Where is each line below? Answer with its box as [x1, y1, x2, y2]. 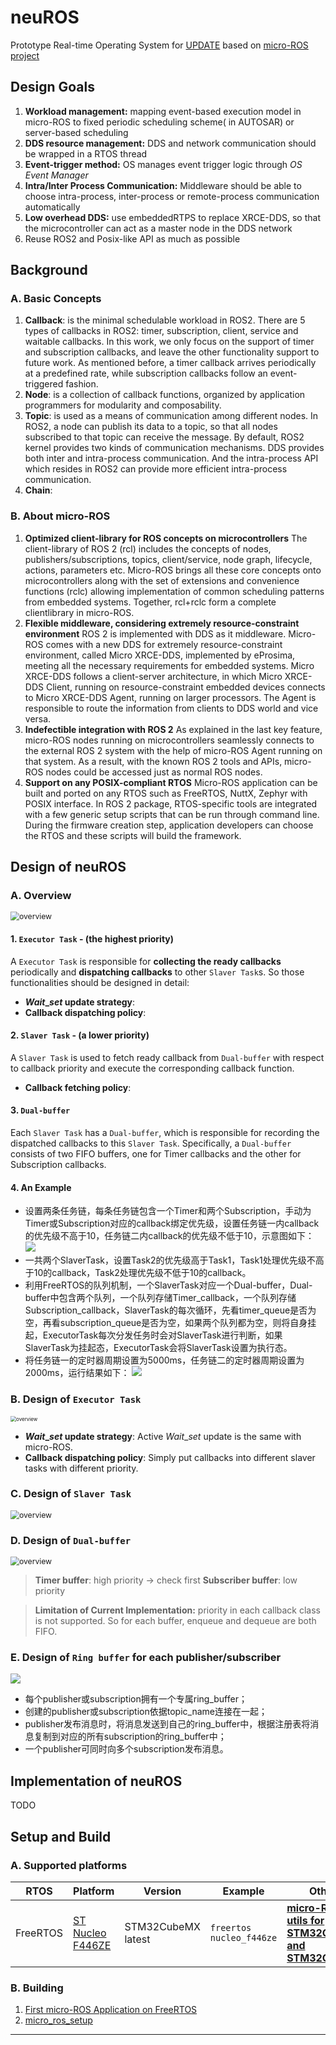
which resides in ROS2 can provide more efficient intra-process [24, 463, 288, 475]
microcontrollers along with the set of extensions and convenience [24, 574, 300, 586]
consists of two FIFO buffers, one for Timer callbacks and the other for [10, 1148, 302, 1160]
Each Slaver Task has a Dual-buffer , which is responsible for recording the [10, 1127, 320, 1139]
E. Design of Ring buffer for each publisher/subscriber [10, 1651, 282, 1665]
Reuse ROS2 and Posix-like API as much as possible [24, 232, 241, 245]
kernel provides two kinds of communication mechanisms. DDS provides [24, 442, 325, 454]
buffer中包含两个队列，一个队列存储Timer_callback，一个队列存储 [24, 1292, 297, 1304]
